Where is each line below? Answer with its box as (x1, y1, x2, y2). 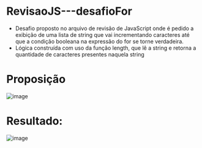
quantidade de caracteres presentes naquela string (15, 50, 145, 58)
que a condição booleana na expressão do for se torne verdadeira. (15, 37, 184, 45)
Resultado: (6, 114, 63, 128)
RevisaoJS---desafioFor (6, 4, 133, 18)
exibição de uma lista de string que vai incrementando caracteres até (15, 31, 190, 38)
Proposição (6, 72, 66, 87)
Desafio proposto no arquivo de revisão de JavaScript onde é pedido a (15, 25, 194, 32)
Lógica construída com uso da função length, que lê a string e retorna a (15, 44, 196, 52)
